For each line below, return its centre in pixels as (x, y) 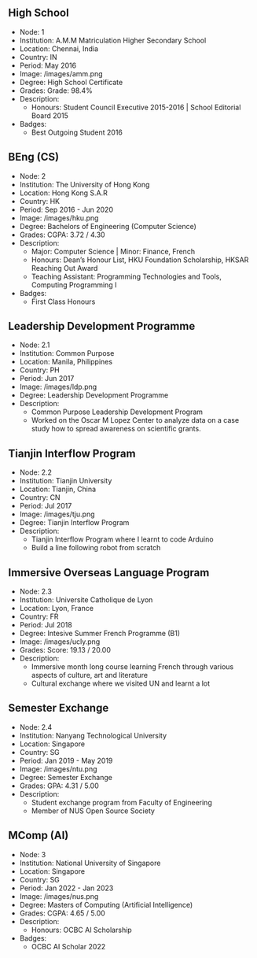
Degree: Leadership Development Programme (94, 395)
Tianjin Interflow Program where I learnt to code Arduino (122, 539)
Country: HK (40, 201)
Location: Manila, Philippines (66, 362)
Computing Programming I (74, 285)
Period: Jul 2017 (46, 506)
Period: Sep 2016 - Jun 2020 (66, 209)
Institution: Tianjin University (66, 481)
